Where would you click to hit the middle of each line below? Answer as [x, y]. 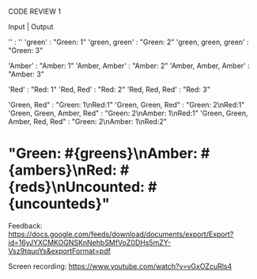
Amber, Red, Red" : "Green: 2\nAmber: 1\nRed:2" [88, 121]
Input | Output [31, 26]
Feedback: [25, 225]
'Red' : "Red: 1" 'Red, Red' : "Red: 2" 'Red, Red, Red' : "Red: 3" [110, 89]
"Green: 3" [26, 50]
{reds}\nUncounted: [76, 187]
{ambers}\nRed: [62, 170]
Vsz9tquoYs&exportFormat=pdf [59, 251]
